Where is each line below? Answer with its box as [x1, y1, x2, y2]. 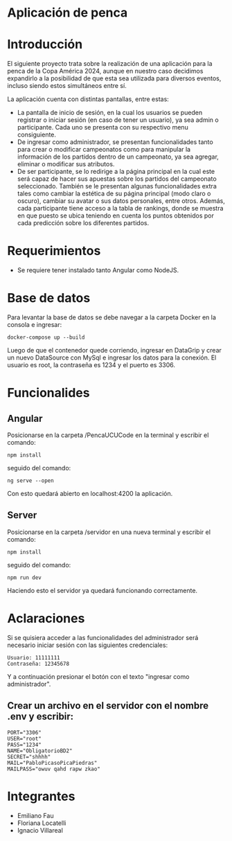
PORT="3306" [7, 729, 42, 736]
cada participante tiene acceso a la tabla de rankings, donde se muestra [17, 204, 224, 213]
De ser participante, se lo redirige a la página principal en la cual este [17, 168, 215, 176]
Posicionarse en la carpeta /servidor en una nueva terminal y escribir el [7, 528, 211, 536]
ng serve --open [7, 477, 54, 484]
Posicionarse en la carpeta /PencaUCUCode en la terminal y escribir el [7, 431, 209, 439]
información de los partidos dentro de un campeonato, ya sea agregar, [17, 152, 220, 161]
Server [7, 509, 37, 521]
